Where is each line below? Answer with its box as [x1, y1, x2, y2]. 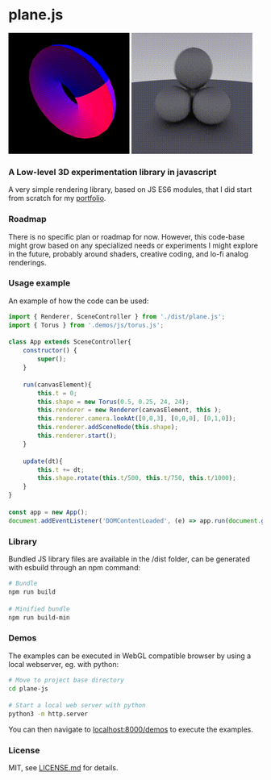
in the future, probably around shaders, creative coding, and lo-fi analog [8, 248, 248, 259]
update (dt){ [23, 457, 63, 465]
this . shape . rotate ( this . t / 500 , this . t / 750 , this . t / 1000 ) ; [37, 474, 236, 482]
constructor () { [23, 347, 78, 355]
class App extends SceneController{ [8, 338, 131, 346]
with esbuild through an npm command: [8, 563, 141, 572]
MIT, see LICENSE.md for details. [8, 763, 119, 773]
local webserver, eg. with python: [8, 659, 119, 669]
